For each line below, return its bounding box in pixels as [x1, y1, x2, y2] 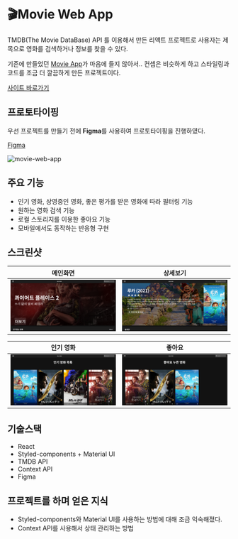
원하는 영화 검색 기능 [17, 206, 75, 214]
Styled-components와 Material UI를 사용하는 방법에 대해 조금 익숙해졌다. [17, 515, 223, 523]
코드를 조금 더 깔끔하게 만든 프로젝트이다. [7, 68, 121, 77]
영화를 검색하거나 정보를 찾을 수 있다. [25, 44, 129, 53]
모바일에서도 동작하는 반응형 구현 [17, 224, 109, 232]
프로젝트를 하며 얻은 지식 [7, 495, 108, 507]
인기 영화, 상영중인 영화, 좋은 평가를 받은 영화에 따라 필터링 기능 [17, 197, 193, 205]
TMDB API [17, 457, 48, 466]
